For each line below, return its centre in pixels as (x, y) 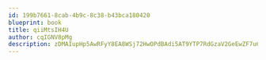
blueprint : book (35, 23)
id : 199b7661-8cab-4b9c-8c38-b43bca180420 (79, 15)
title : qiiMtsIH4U (38, 30)
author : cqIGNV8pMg (40, 37)
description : (30, 44)
